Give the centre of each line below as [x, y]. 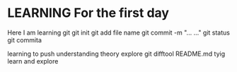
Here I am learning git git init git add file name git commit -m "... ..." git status [118, 32]
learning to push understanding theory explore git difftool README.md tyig [116, 54]
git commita [25, 40]
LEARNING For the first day [88, 13]
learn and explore [33, 61]
